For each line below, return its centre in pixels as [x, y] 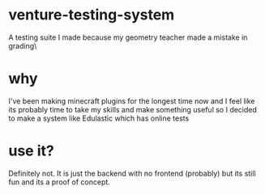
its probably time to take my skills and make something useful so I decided [133, 109]
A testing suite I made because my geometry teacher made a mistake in [128, 37]
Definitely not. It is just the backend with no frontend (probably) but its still [132, 173]
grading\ [23, 45]
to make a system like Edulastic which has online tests [99, 118]
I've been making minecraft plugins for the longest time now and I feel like [132, 101]
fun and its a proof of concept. [60, 182]
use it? [31, 151]
